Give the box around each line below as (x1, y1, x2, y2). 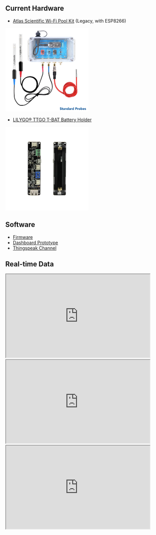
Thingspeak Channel (12, 245, 57, 251)
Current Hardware (5, 4, 64, 13)
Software (5, 220, 35, 229)
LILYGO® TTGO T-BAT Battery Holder (12, 117, 92, 123)
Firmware (12, 234, 33, 240)
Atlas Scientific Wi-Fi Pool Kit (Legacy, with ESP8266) (12, 17, 126, 24)
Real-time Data (5, 260, 54, 269)
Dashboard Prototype (12, 239, 58, 245)
